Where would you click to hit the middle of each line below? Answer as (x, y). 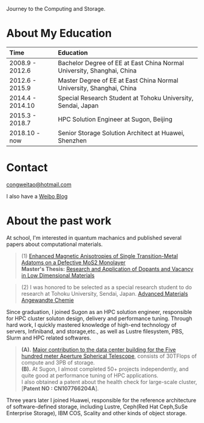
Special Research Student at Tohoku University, (125, 98)
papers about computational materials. (55, 244)
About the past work (59, 221)
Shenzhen (72, 141)
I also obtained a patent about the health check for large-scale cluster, (109, 382)
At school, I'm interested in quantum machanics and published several (94, 237)
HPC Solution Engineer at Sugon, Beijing (115, 119)
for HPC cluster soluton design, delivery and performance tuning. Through (99, 318)
